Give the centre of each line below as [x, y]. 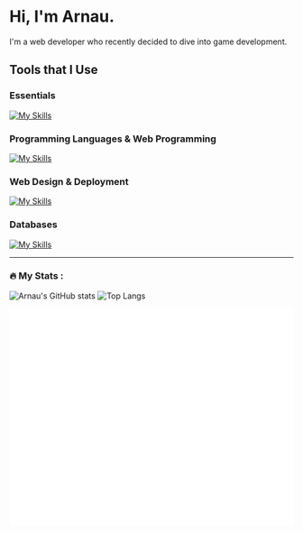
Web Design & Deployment [69, 181]
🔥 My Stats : [37, 276]
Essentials [32, 96]
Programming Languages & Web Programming [113, 139]
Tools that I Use [54, 70]
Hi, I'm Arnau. [62, 17]
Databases [33, 225]
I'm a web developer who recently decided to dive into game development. [148, 41]
